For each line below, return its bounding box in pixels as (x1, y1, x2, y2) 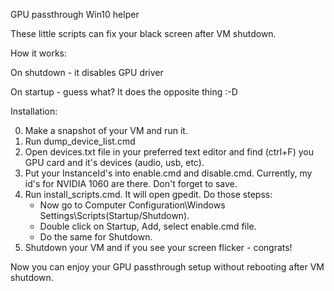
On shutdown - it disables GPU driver (10, 67, 164, 78)
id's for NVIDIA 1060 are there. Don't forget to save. (24, 178, 238, 189)
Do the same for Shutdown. (39, 231, 153, 243)
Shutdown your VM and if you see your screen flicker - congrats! (24, 242, 293, 253)
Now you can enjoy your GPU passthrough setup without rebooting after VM (10, 261, 325, 273)
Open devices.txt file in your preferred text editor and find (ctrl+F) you (24, 146, 314, 158)
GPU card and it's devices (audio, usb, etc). (24, 157, 205, 168)
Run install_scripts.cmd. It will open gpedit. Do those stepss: (24, 189, 273, 200)
